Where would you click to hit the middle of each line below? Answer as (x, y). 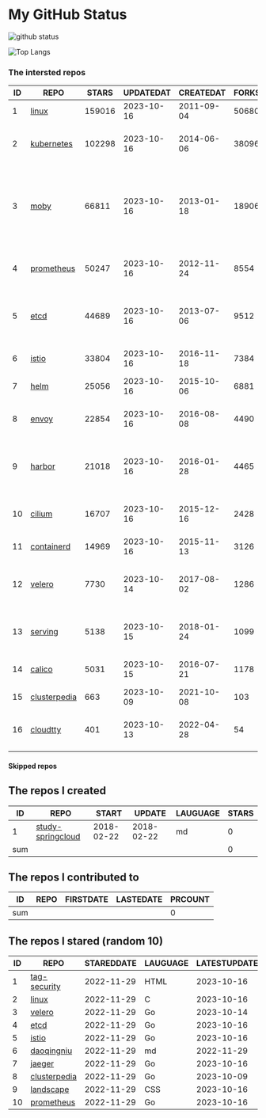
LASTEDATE (139, 899)
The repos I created (57, 791)
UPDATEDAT (147, 93)
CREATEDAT (202, 93)
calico (42, 669)
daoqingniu (51, 1051)
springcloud (58, 836)
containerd (51, 546)
